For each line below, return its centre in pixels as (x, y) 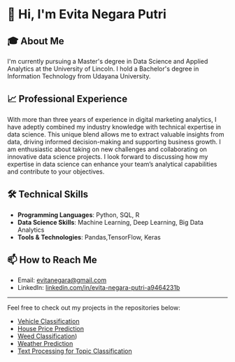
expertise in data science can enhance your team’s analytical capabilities (112, 164)
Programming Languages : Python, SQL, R (78, 215)
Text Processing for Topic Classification (74, 351)
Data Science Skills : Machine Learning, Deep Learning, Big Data (111, 222)
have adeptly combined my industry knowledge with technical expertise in (114, 127)
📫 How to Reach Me (52, 260)
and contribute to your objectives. (56, 172)
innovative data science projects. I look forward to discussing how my (108, 156)
